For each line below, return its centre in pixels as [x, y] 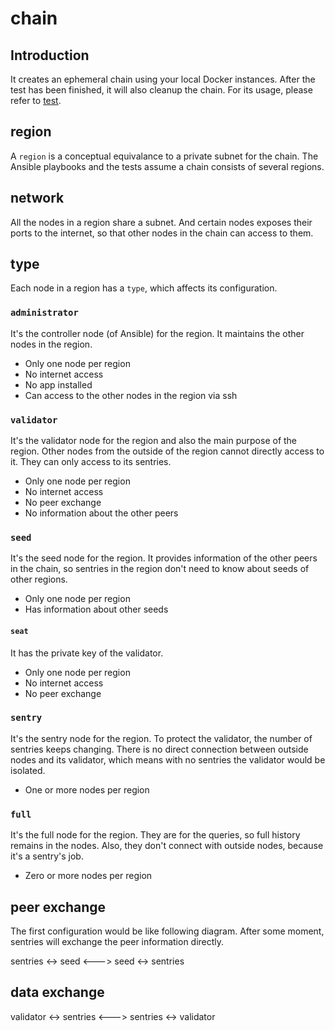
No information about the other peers [101, 513]
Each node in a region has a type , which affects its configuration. [144, 288]
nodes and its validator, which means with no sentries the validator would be [168, 759]
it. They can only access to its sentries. [91, 462]
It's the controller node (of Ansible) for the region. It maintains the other [157, 333]
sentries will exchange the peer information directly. [117, 941]
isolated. [28, 770]
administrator [44, 313]
